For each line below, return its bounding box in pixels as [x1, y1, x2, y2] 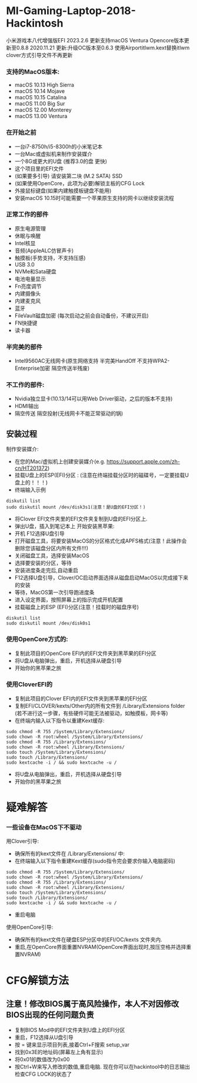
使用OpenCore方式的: [6, 635, 69, 643]
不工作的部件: [6, 381, 45, 389]
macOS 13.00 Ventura [14, 113, 68, 120]
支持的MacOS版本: [6, 68, 60, 76]
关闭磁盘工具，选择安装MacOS [14, 552, 89, 559]
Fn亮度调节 [14, 282, 42, 289]
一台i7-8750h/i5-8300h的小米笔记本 [14, 143, 103, 150]
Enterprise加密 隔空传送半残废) [14, 365, 90, 372]
